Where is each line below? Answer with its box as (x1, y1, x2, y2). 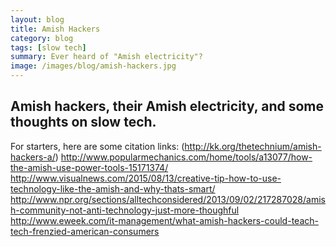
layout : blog (10, 14, 65, 25)
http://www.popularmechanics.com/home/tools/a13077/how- (60, 151, 313, 163)
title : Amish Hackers (10, 24, 101, 34)
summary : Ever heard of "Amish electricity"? (10, 52, 203, 62)
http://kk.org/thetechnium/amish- (184, 140, 322, 152)
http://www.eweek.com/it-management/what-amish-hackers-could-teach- (10, 214, 319, 226)
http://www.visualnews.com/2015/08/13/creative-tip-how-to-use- (10, 172, 282, 184)
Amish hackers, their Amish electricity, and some (10, 98, 324, 115)
